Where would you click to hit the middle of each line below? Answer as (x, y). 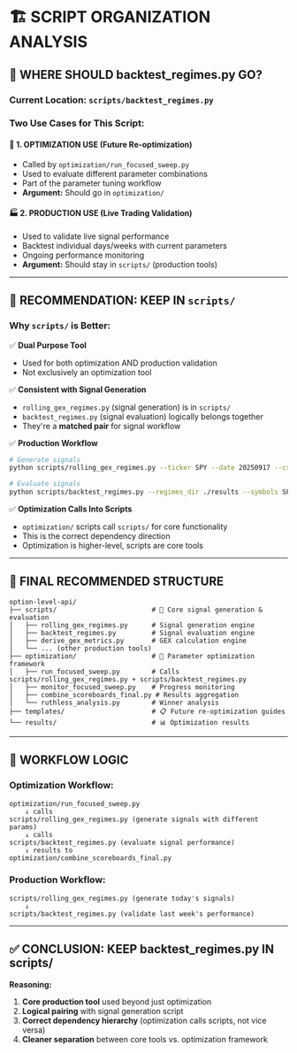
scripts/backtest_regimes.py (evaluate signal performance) (122, 842)
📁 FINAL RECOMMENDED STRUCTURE (116, 582)
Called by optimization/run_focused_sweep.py (106, 164)
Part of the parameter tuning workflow (91, 183)
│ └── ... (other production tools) (80, 648)
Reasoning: (30, 984)
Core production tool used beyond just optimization (117, 1002)
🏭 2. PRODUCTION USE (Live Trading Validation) (101, 213)
